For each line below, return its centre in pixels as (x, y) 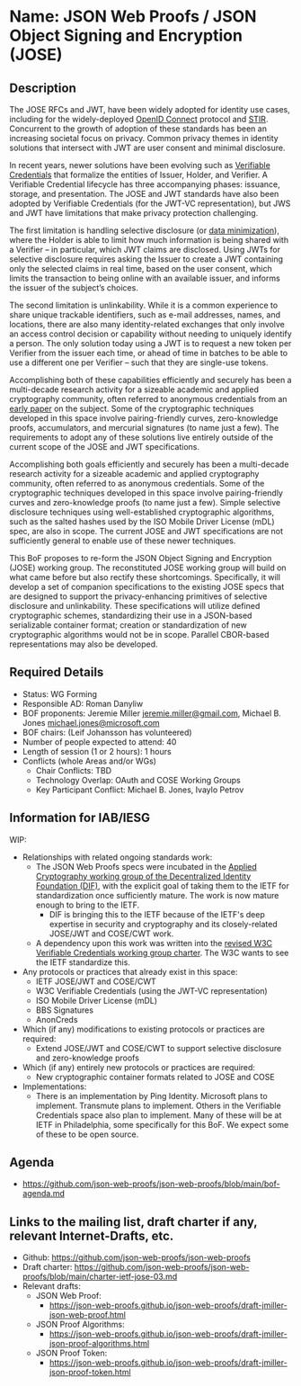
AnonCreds (57, 1019)
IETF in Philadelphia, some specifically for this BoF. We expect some (162, 1124)
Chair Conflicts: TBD (74, 770)
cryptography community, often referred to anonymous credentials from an (148, 399)
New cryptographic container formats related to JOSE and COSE (155, 1077)
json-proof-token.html (90, 1373)
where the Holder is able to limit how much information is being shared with (149, 240)
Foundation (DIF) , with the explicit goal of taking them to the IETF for (162, 885)
